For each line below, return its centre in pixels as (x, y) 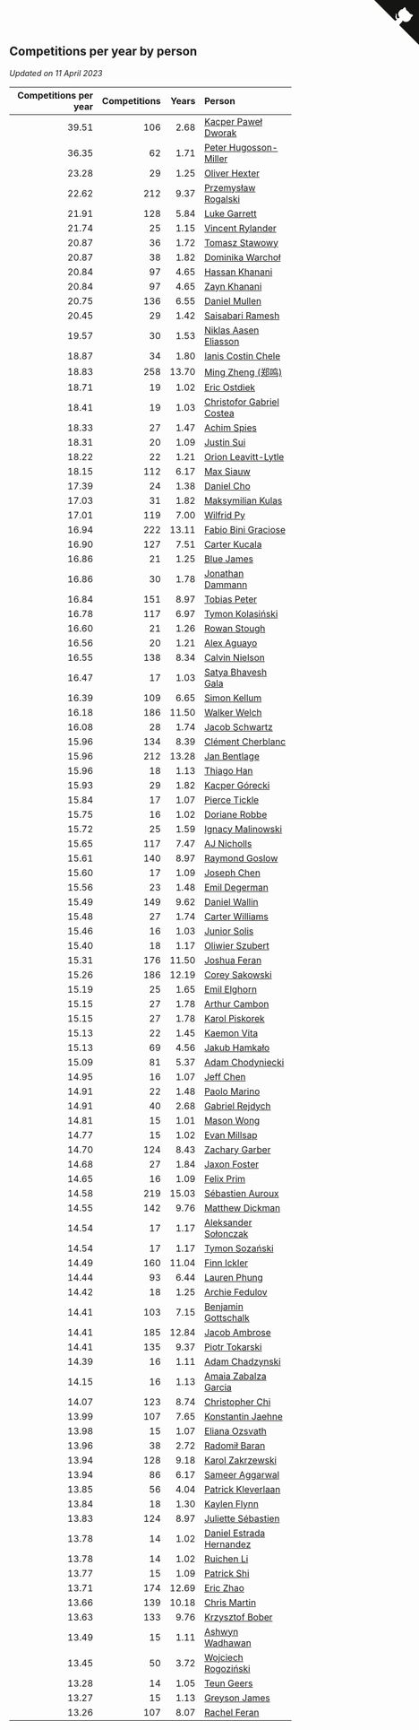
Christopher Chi (238, 1402)
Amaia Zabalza (235, 1376)
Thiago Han (229, 770)
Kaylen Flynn (232, 1504)
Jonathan (224, 573)
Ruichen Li (227, 1559)
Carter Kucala (233, 544)
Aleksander (228, 1222)
